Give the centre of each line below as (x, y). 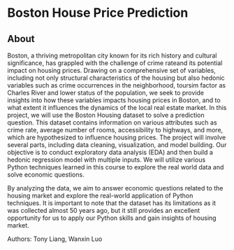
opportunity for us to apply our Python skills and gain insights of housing (112, 218)
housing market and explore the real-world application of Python (100, 195)
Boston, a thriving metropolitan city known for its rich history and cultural (112, 55)
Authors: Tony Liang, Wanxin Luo (55, 239)
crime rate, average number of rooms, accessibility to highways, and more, (115, 130)
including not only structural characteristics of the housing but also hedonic (116, 78)
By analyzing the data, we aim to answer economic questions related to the (115, 188)
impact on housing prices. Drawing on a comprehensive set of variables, (112, 70)
